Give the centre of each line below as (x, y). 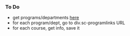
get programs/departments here (46, 18)
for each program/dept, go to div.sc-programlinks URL (69, 23)
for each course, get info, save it (46, 28)
